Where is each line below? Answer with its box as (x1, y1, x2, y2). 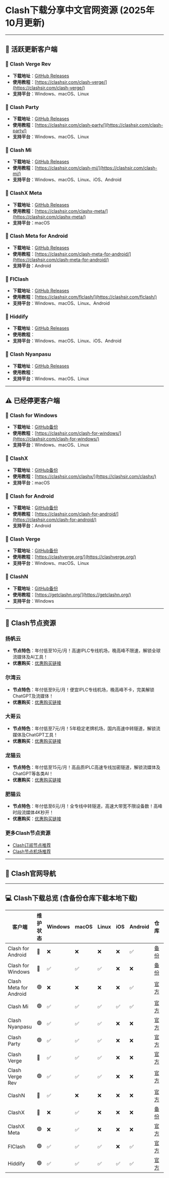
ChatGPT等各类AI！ (12, 771, 54, 777)
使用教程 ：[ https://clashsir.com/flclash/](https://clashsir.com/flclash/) (12, 294, 157, 300)
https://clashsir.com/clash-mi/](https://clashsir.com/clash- (36, 165, 157, 171)
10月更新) (5, 17, 45, 29)
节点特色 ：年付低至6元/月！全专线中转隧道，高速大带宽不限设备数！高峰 (12, 803, 162, 809)
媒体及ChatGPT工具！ (12, 731, 58, 737)
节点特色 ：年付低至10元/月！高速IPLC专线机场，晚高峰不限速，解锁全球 (12, 648, 161, 654)
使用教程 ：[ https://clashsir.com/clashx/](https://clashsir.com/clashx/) (12, 473, 157, 479)
